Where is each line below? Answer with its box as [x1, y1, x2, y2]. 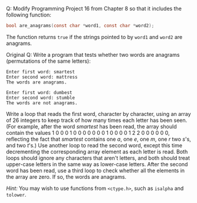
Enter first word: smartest [6, 69, 75, 75]
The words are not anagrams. [6, 100, 78, 106]
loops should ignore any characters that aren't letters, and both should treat [6, 154, 190, 162]
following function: [6, 11, 52, 18]
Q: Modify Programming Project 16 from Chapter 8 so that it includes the [6, 5, 182, 12]
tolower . [6, 191, 27, 198]
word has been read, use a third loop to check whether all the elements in [6, 167, 185, 174]
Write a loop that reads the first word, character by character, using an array [6, 110, 191, 117]
